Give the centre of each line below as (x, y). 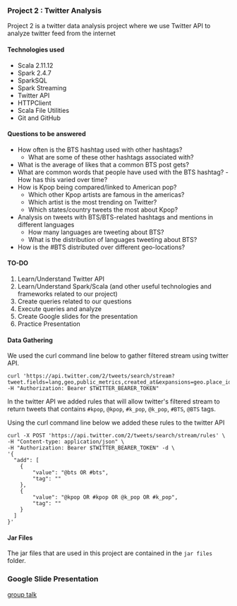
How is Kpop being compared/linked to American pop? (97, 187)
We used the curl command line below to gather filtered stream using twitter (118, 356)
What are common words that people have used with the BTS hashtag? (121, 172)
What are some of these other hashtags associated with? (111, 157)
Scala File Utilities (43, 110)
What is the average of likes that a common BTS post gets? (103, 164)
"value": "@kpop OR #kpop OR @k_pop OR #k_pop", (105, 497)
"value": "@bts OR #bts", (71, 473)
